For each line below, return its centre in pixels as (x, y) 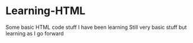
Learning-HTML (46, 11)
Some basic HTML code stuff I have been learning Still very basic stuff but (96, 27)
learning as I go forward (35, 33)
